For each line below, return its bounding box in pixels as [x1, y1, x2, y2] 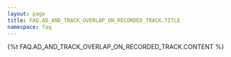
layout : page [7, 10, 46, 18]
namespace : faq [7, 23, 52, 30]
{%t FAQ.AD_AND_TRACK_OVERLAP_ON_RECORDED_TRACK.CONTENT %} [7, 43, 225, 51]
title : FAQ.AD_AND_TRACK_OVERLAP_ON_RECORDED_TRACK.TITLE [7, 17, 180, 24]
